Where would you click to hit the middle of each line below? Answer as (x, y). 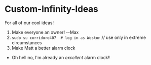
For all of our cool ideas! (29, 23)
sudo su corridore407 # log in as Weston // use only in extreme (79, 37)
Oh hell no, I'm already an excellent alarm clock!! (61, 57)
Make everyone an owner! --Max (45, 32)
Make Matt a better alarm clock (43, 48)
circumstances (27, 42)
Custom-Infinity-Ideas (52, 9)
